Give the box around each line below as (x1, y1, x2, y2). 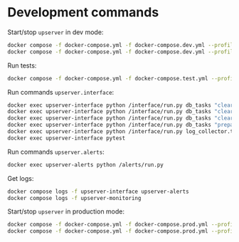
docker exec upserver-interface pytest (7, 135, 126, 142)
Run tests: (7, 61, 37, 70)
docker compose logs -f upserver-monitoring (7, 194, 142, 201)
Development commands (7, 4, 159, 21)
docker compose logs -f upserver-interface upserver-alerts (7, 188, 190, 195)
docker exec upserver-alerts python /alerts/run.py (7, 161, 164, 168)
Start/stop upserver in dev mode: (7, 28, 104, 36)
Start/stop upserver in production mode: (7, 207, 125, 216)
